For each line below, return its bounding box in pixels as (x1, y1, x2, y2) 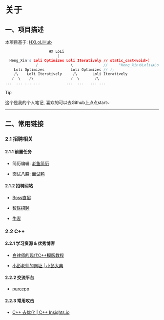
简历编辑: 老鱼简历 (12, 160, 49, 166)
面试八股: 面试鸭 (12, 171, 45, 177)
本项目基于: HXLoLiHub (5, 40, 52, 45)
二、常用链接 (5, 120, 44, 128)
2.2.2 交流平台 (5, 275, 35, 280)
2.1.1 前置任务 (5, 148, 32, 154)
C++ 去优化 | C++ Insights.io (12, 309, 70, 315)
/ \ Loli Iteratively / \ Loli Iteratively (14, 72, 128, 77)
